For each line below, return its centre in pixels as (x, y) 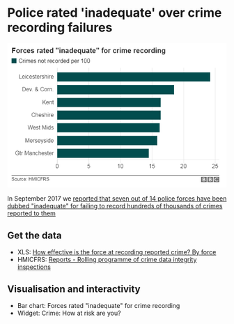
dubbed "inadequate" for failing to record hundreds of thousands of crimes (115, 206)
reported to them (31, 213)
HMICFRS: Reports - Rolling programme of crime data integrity (107, 260)
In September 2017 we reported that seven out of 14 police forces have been (117, 199)
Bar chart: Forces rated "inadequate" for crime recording (99, 305)
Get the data (34, 235)
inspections (34, 267)
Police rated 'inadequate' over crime (115, 13)
